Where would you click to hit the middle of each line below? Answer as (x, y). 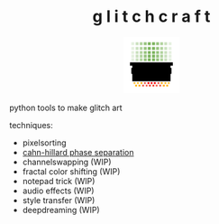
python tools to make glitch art (66, 107)
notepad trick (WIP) (59, 181)
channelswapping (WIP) (67, 162)
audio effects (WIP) (58, 191)
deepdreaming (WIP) (61, 210)
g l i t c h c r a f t (151, 17)
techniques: (31, 125)
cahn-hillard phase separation (78, 152)
